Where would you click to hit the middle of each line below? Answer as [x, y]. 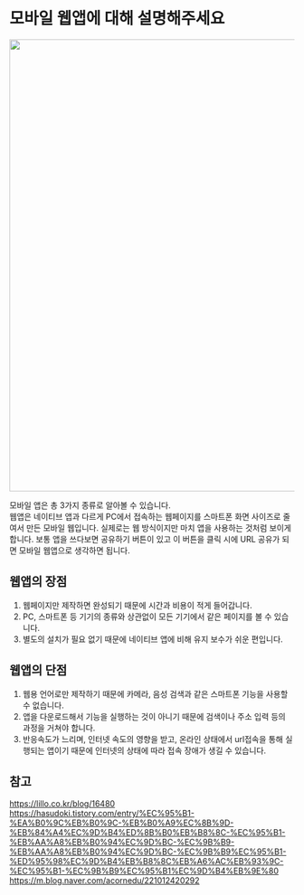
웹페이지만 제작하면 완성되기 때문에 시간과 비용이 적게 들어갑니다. [137, 605]
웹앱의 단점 [38, 670]
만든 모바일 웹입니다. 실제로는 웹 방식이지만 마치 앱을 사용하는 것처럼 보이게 [159, 528]
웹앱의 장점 [38, 582]
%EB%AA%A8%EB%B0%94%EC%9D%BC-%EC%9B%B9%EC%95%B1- [148, 852]
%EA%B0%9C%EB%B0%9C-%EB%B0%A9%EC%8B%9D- [122, 823]
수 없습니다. [43, 705]
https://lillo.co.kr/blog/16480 [62, 804]
